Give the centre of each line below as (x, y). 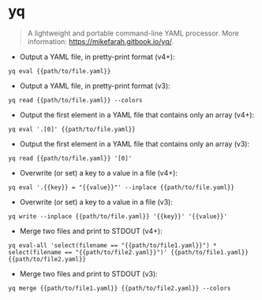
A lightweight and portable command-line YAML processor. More (133, 33)
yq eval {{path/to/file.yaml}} (60, 71)
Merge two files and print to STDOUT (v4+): (91, 231)
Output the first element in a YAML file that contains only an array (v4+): (137, 115)
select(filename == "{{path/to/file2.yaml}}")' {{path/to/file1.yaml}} (128, 252)
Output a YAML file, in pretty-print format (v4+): (97, 57)
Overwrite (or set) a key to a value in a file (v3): (96, 202)
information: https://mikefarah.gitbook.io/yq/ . (101, 41)
